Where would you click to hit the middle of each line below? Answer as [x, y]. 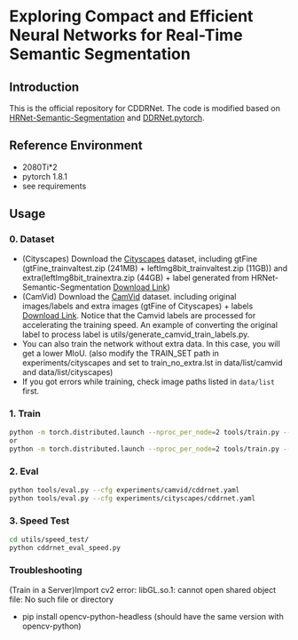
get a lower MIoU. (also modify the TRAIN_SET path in [121, 353]
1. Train [25, 413]
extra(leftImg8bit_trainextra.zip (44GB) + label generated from [136, 277]
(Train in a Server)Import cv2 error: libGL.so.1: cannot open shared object [143, 589]
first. [31, 391]
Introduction [44, 87]
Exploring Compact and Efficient [131, 16]
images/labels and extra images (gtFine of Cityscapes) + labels [137, 306]
